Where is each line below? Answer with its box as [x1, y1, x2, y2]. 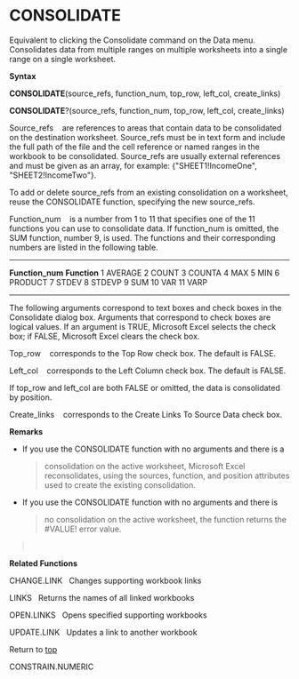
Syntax [9, 70, 36, 81]
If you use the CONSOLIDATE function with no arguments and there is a [21, 443, 285, 454]
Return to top [9, 643, 58, 654]
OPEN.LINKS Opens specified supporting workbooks [9, 610, 207, 620]
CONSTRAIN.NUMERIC [9, 661, 94, 672]
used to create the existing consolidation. [44, 479, 196, 490]
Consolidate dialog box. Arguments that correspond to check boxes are [9, 312, 271, 323]
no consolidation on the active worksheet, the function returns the [44, 514, 287, 524]
